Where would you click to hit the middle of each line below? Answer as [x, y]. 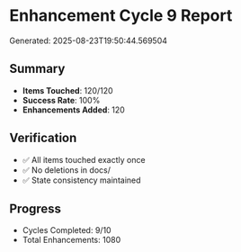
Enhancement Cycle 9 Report [121, 16]
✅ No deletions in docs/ [66, 170]
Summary [37, 69]
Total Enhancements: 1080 [71, 240]
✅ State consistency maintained [81, 180]
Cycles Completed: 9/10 [67, 230]
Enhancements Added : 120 [74, 110]
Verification [43, 138]
